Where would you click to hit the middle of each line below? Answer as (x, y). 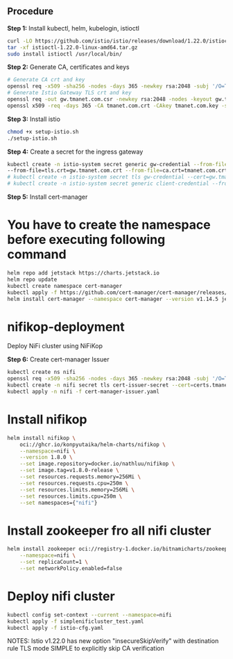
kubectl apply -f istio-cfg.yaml (55, 628)
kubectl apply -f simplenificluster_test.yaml (76, 621)
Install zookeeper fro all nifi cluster (109, 530)
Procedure (31, 11)
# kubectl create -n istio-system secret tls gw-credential (96, 177)
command (37, 255)
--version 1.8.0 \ (46, 457)
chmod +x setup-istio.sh (43, 131)
